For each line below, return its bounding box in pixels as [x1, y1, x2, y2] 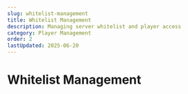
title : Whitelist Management [7, 17, 92, 23]
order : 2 [7, 36, 33, 43]
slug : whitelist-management [7, 10, 89, 17]
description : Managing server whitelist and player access [7, 23, 182, 30]
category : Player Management [7, 29, 92, 37]
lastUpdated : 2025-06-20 [7, 42, 79, 49]
